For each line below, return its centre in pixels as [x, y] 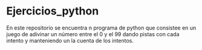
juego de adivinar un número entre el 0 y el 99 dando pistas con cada [93, 34]
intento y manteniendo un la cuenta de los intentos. [70, 40]
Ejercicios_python [53, 11]
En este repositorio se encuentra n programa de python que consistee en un [101, 28]
